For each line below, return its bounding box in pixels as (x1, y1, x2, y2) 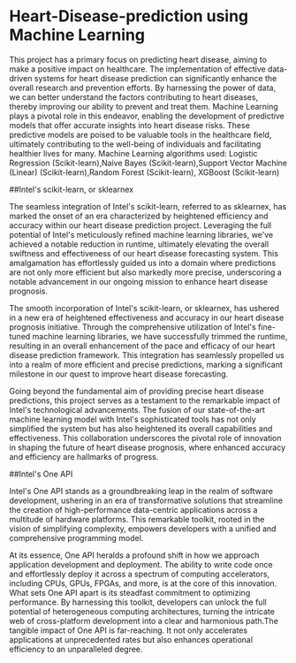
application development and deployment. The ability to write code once (9, 559, 273, 569)
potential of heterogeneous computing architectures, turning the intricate (9, 606, 276, 616)
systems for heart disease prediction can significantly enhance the (34, 72, 277, 83)
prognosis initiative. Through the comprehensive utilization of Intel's (9, 321, 256, 332)
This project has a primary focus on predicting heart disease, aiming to (9, 54, 268, 65)
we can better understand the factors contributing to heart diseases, (9, 91, 259, 103)
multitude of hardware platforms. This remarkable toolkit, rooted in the (9, 514, 265, 524)
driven (9, 72, 33, 83)
